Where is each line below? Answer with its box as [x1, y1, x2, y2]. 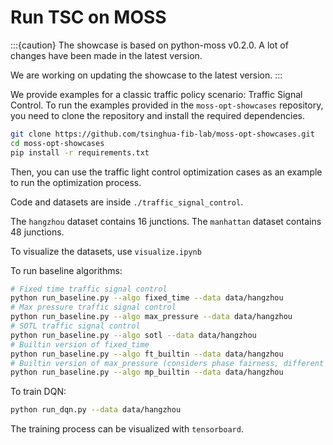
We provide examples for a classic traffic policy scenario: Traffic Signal [10, 88, 303, 100]
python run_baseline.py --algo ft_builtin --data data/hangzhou [10, 349, 284, 359]
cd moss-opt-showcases [10, 138, 105, 148]
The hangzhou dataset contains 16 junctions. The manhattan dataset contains [10, 215, 322, 227]
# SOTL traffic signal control [10, 321, 141, 331]
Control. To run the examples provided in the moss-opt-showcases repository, [10, 99, 324, 111]
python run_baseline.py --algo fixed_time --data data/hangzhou [10, 293, 284, 303]
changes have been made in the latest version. [10, 49, 203, 61]
